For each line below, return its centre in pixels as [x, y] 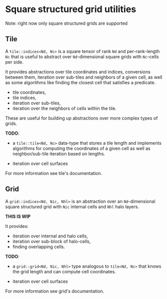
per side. [14, 62]
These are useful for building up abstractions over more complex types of [81, 118]
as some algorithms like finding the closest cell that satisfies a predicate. [80, 82]
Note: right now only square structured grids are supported [66, 23]
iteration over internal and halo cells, [50, 236]
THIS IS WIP [18, 216]
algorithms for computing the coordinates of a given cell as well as [81, 148]
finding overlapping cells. [39, 247]
